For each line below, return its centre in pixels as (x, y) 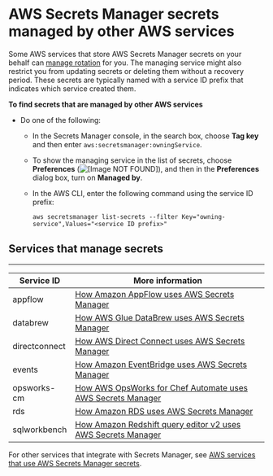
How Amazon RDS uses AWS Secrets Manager (164, 411)
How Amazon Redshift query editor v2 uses (158, 424)
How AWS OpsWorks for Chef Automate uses (162, 387)
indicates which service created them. (72, 88)
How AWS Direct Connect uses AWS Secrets (160, 341)
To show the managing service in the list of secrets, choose (132, 160)
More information (168, 280)
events (25, 369)
